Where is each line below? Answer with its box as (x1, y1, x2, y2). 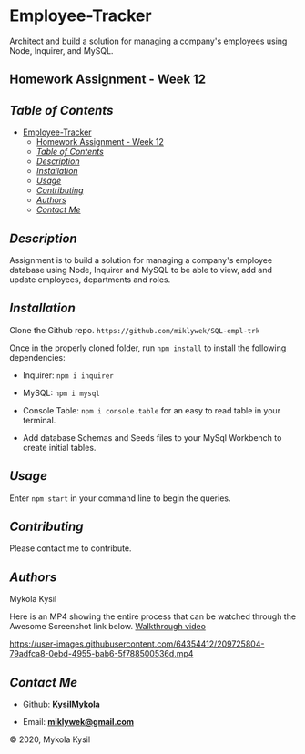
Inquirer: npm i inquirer (22, 370, 114, 381)
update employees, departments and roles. (9, 274, 171, 285)
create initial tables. (22, 442, 97, 453)
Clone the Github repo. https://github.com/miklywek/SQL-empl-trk (9, 324, 260, 335)
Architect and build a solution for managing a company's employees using (9, 36, 288, 46)
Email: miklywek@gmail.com (22, 717, 135, 728)
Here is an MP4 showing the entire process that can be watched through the (9, 611, 297, 622)
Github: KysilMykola (22, 698, 100, 710)
